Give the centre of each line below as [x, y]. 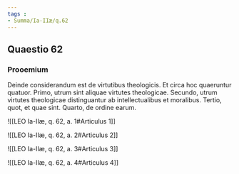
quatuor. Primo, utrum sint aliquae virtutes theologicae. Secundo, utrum [112, 92]
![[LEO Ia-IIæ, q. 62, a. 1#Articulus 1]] [62, 121]
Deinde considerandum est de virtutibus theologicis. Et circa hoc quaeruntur [119, 85]
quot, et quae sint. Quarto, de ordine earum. [72, 108]
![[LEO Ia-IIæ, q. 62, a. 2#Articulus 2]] [63, 135]
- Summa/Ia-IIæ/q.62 [38, 21]
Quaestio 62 [35, 49]
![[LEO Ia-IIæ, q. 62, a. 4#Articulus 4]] [63, 163]
